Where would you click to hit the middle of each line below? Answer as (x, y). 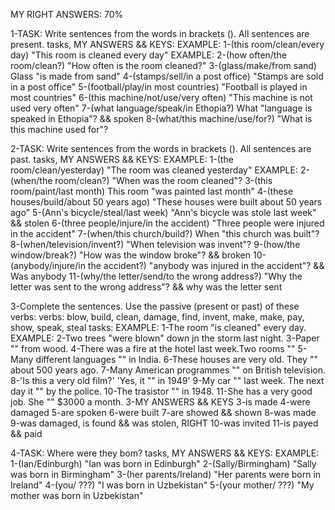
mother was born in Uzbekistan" (77, 495)
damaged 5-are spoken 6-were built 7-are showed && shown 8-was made (163, 412)
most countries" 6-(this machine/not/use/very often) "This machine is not (161, 97)
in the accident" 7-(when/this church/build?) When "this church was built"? (165, 233)
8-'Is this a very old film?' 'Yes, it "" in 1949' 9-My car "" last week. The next (167, 380)
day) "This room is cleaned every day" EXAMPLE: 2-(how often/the (148, 55)
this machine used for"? (59, 129)
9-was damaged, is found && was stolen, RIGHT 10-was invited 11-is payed (164, 423)
